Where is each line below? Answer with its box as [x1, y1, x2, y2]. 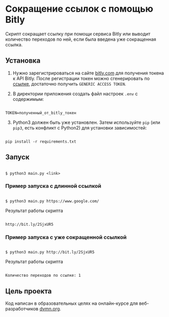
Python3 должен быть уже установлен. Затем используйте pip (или [12, 119, 161, 125]
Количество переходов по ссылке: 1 [5, 273, 81, 278]
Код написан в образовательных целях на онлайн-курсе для [5, 300, 138, 306]
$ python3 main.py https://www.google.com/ [5, 198, 100, 204]
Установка [5, 57, 41, 65]
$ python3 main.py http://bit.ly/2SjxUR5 [5, 250, 95, 255]
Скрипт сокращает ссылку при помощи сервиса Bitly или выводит [5, 31, 151, 37]
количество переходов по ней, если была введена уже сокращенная [5, 36, 157, 42]
